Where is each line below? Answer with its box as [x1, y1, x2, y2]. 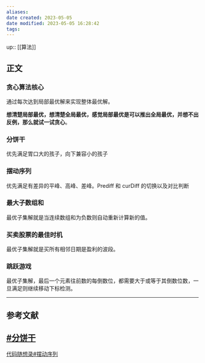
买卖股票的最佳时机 [6, 230, 63, 239]
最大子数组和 [6, 199, 45, 207]
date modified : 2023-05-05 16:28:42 [6, 20, 99, 26]
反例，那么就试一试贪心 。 [6, 118, 71, 126]
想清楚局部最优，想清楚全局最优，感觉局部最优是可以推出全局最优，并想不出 [6, 110, 199, 118]
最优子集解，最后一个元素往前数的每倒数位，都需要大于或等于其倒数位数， [6, 277, 193, 284]
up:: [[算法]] [6, 43, 37, 51]
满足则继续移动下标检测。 [11, 285, 76, 292]
